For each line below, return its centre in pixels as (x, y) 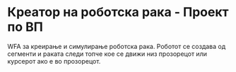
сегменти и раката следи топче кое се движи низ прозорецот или (107, 54)
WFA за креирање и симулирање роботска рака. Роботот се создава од (117, 46)
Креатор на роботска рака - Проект (118, 12)
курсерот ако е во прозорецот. (54, 61)
